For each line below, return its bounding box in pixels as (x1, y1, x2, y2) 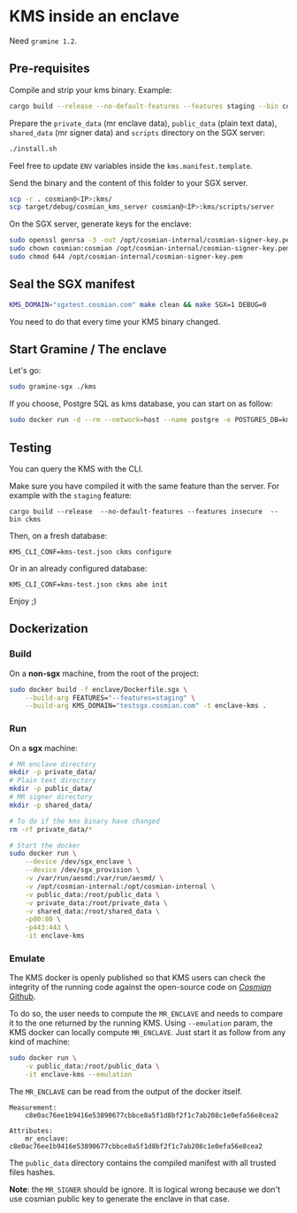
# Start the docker (9, 841, 81, 850)
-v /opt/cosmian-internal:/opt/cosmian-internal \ (25, 882, 216, 891)
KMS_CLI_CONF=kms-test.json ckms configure (9, 547, 172, 557)
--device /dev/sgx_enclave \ (25, 857, 133, 866)
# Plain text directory (9, 776, 97, 785)
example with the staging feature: (9, 489, 133, 501)
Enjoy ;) (9, 595, 37, 606)
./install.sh (9, 144, 57, 153)
